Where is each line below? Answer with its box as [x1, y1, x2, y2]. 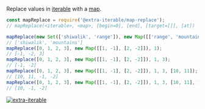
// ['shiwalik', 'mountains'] [6, 39, 84, 45]
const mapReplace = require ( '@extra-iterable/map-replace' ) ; [6, 17, 165, 23]
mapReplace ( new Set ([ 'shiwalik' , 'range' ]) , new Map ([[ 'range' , [6, 34, 173, 40]
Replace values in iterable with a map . [6, 6, 102, 12]
